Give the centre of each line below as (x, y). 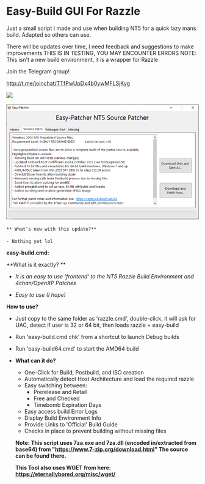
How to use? (22, 307)
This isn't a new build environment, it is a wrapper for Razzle (82, 59)
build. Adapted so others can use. (49, 34)
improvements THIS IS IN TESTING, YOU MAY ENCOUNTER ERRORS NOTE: (102, 53)
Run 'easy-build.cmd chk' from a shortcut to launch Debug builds (97, 337)
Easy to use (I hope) (40, 294)
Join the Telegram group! (38, 71)
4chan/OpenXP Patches (45, 283)
